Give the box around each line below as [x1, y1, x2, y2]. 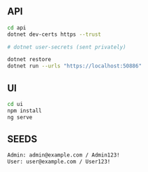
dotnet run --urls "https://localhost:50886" [7, 62, 142, 70]
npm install [7, 107, 42, 114]
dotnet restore [7, 56, 52, 63]
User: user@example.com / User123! [7, 158, 111, 166]
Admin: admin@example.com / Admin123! [7, 152, 120, 159]
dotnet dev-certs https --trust [7, 31, 101, 38]
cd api [7, 24, 27, 31]
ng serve [7, 114, 33, 121]
